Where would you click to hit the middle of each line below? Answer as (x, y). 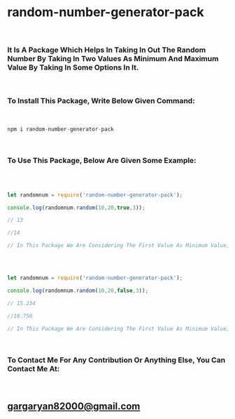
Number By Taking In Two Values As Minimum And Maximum (113, 58)
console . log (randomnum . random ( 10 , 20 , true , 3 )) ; (76, 208)
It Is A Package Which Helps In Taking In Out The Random (107, 50)
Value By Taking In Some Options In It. (73, 67)
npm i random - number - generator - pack (60, 129)
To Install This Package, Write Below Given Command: (101, 101)
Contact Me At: (34, 369)
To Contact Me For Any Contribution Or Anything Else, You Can (116, 360)
